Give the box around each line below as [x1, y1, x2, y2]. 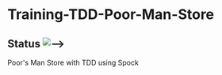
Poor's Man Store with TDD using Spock [7, 58, 140, 67]
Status [7, 37, 41, 51]
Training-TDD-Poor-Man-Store [7, 6, 215, 24]
